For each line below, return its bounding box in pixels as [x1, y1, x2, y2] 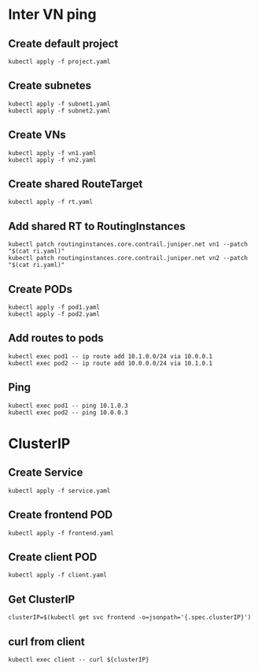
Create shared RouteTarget [8, 177, 143, 191]
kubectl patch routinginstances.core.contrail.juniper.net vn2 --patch [8, 254, 248, 262]
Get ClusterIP [8, 592, 76, 606]
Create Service [8, 466, 83, 480]
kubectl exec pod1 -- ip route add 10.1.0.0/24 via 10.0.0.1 [8, 352, 213, 360]
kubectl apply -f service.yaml [8, 487, 111, 495]
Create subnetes [8, 79, 92, 92]
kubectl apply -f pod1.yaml [8, 303, 101, 312]
